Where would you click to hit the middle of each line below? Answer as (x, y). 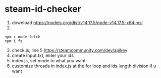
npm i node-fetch (23, 37)
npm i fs (14, 41)
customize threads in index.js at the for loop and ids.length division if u (84, 66)
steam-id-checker (43, 9)
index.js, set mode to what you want (49, 60)
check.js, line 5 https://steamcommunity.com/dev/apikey (70, 50)
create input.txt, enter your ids (43, 55)
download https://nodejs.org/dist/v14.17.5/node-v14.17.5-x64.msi (77, 23)
